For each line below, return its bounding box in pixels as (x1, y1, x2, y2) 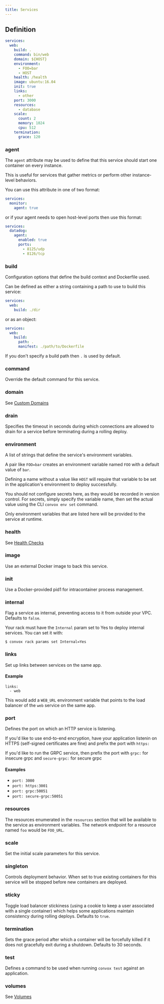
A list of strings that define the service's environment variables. (5, 452, 133, 458)
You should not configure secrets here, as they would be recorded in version (5, 491, 160, 497)
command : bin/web (14, 52, 49, 57)
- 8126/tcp (23, 251, 45, 256)
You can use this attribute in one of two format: (5, 186, 100, 192)
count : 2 (18, 116, 36, 121)
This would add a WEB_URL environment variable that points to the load (5, 697, 145, 703)
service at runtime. (5, 516, 43, 522)
